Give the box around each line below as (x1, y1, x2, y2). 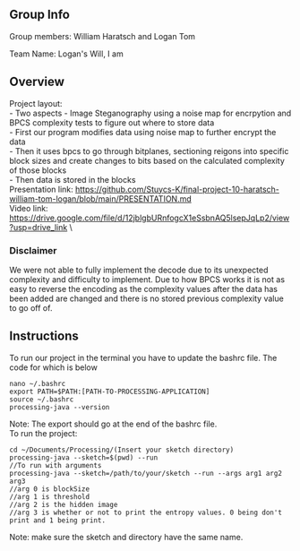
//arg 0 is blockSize (9, 484, 90, 494)
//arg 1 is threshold (9, 492, 90, 501)
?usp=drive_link (9, 221, 68, 232)
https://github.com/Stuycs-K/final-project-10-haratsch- (74, 184, 280, 194)
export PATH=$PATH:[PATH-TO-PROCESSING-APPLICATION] (9, 387, 210, 396)
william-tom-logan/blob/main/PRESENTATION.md (9, 193, 193, 204)
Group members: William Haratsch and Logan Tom (9, 30, 195, 41)
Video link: (9, 202, 48, 213)
